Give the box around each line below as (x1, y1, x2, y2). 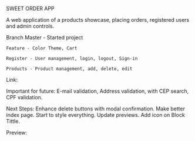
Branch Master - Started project (6, 34, 83, 41)
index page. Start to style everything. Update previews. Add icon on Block (6, 112, 185, 118)
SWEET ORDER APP (6, 5, 55, 12)
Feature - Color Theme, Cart (6, 45, 78, 51)
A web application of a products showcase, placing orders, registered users (6, 16, 190, 23)
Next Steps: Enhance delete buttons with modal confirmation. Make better (6, 105, 185, 112)
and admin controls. (6, 23, 55, 29)
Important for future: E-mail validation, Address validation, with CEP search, (6, 88, 189, 95)
